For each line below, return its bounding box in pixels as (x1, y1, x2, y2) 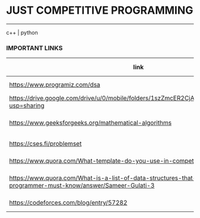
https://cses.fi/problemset (9, 140, 82, 148)
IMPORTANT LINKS (6, 44, 63, 52)
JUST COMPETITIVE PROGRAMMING (6, 4, 193, 17)
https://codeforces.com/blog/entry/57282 (9, 198, 128, 207)
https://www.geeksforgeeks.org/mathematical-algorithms (9, 119, 172, 127)
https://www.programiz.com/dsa (9, 81, 101, 89)
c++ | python (6, 29, 38, 36)
